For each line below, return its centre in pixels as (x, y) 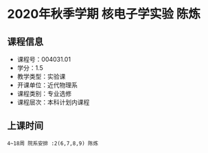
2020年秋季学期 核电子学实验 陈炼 (104, 14)
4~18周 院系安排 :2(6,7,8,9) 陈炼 (53, 143)
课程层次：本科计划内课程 (53, 102)
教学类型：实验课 (41, 76)
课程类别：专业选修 (44, 94)
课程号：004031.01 (44, 59)
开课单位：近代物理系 (47, 85)
